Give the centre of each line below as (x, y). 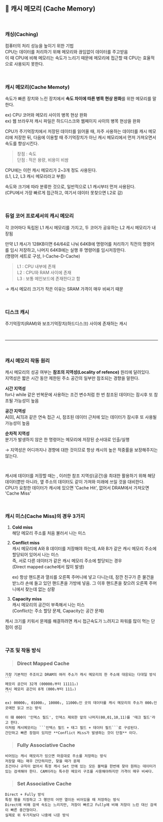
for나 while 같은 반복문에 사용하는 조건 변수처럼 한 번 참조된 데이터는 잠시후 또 (79, 394)
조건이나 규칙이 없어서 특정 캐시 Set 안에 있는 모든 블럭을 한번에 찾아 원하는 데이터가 (81, 767)
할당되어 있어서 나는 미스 (35, 554)
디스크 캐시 (17, 312)
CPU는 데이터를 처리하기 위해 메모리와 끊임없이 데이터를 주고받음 (66, 52)
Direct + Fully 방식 (25, 795)
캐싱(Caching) (22, 34)
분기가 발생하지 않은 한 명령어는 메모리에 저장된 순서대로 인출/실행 (67, 440)
